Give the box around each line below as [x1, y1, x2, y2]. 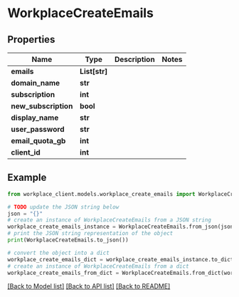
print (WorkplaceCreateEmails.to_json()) [7, 236, 129, 244]
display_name [11, 113, 59, 123]
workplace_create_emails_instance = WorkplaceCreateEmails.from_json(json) [7, 223, 237, 231]
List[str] [79, 66, 108, 76]
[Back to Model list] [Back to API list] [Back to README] [7, 282, 171, 291]
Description [114, 55, 155, 64]
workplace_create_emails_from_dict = [7, 269, 119, 276]
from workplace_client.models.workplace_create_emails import [7, 190, 196, 197]
